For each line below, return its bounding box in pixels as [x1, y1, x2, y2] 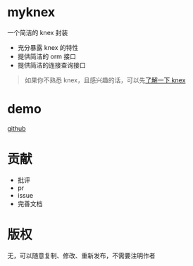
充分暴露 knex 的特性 [17, 43, 79, 51]
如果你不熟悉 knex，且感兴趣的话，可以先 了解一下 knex [24, 75, 186, 84]
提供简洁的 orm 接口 [17, 52, 76, 61]
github [7, 124, 26, 132]
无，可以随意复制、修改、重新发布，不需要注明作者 [7, 251, 156, 260]
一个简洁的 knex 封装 [7, 28, 68, 37]
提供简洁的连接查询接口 [17, 61, 86, 69]
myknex [7, 4, 56, 20]
